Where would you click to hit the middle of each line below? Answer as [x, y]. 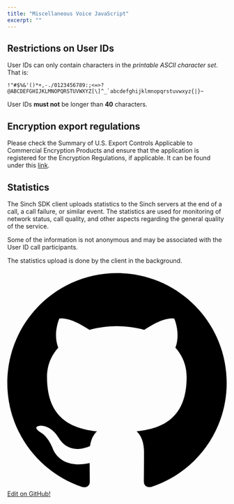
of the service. [28, 226]
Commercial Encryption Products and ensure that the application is [103, 151]
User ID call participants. [42, 247]
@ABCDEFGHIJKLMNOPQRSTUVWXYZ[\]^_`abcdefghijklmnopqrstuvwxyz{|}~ [106, 91]
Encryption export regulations [74, 126]
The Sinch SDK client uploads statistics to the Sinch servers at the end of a [115, 204]
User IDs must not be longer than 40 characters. [77, 105]
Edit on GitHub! [29, 494]
